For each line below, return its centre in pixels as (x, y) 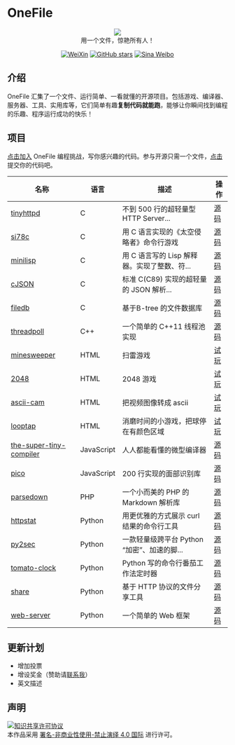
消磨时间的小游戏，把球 (161, 421)
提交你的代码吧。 (32, 165)
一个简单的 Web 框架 (156, 615)
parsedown (29, 497)
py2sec (23, 544)
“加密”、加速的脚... (152, 549)
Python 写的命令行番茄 (159, 563)
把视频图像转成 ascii (155, 402)
